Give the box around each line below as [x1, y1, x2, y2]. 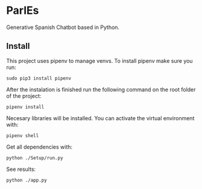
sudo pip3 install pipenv [6, 75, 71, 82]
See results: [6, 165, 36, 173]
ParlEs [6, 4, 39, 18]
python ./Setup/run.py [6, 155, 63, 161]
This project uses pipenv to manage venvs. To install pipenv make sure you [6, 57, 193, 64]
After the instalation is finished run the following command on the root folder [6, 86, 196, 93]
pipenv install [6, 104, 45, 110]
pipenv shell [6, 132, 39, 139]
